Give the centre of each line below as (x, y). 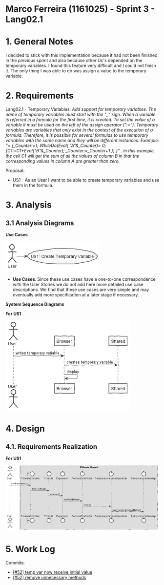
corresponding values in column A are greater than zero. (63, 161)
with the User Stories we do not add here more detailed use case (78, 285)
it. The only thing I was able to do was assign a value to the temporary (76, 71)
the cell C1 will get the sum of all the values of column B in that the (72, 156)
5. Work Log (31, 549)
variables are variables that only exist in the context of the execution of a (79, 130)
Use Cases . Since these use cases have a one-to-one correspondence (84, 279)
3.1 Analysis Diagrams (40, 223)
